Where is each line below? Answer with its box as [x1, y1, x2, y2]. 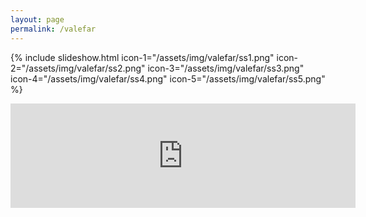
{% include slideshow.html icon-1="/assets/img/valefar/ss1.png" [10, 51, 275, 63]
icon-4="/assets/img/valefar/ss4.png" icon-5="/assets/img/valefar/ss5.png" [10, 72, 326, 85]
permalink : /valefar [10, 24, 97, 34]
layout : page [10, 14, 65, 25]
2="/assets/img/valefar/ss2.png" [10, 62, 146, 74]
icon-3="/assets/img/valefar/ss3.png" [147, 62, 305, 74]
